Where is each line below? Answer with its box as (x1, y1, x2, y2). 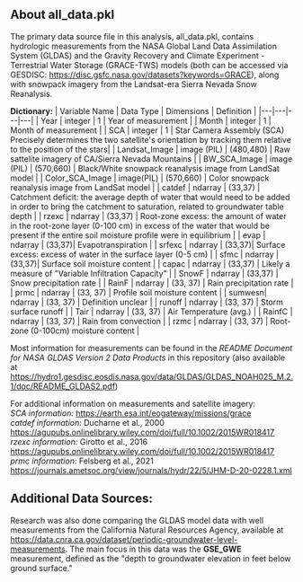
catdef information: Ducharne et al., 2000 (10, 417, 165, 428)
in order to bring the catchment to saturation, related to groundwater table (10, 201, 284, 212)
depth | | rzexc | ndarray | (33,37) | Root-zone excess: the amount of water (10, 210, 287, 221)
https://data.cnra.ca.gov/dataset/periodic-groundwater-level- (10, 533, 238, 544)
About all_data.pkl (10, 7, 115, 22)
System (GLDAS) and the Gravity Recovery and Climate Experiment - (10, 49, 265, 61)
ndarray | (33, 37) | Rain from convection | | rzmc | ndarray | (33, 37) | (10, 315, 269, 326)
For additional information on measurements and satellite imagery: (10, 398, 255, 409)
